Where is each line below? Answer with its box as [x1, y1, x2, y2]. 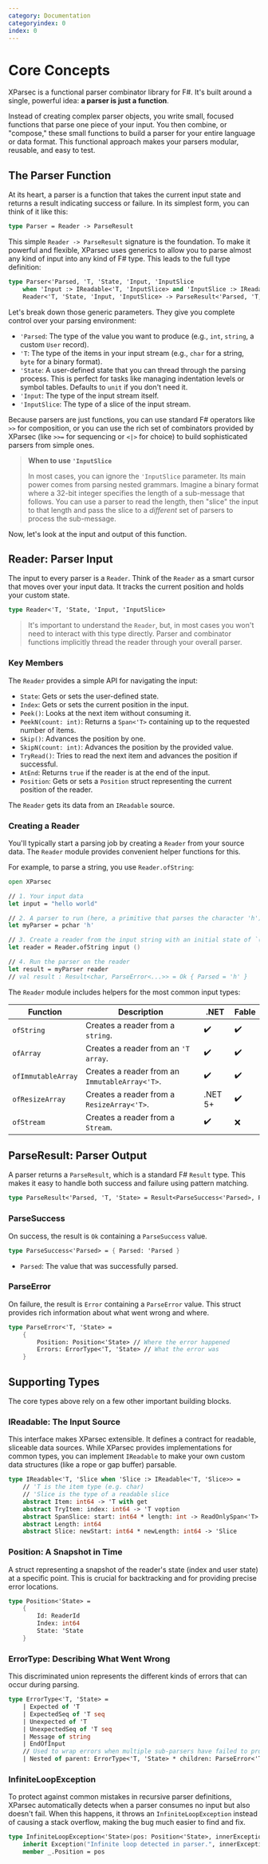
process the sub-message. [27, 514, 117, 523]
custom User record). [19, 339, 89, 349]
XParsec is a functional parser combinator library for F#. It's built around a [8, 87, 253, 97]
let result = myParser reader [8, 965, 109, 973]
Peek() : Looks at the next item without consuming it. [19, 708, 191, 718]
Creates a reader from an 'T [85, 1042, 190, 1054]
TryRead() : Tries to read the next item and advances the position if [19, 750, 238, 760]
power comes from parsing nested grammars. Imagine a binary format [27, 479, 259, 489]
